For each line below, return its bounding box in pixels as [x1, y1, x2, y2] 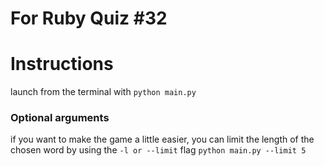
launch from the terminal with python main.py [10, 86, 197, 98]
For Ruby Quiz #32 [10, 7, 168, 30]
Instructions [10, 53, 114, 76]
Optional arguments [10, 111, 110, 125]
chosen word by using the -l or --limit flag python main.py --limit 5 [10, 144, 307, 156]
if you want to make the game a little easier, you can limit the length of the [10, 133, 315, 146]
